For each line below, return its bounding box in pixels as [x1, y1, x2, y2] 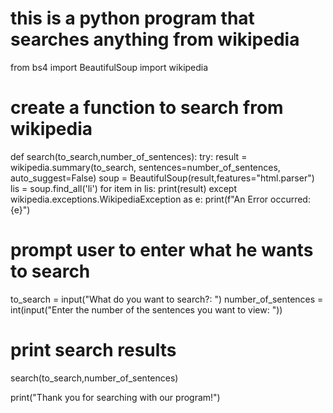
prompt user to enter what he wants [10, 239, 314, 262]
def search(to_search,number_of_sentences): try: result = [10, 150, 248, 162]
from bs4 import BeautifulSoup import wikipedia [10, 61, 209, 73]
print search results [10, 339, 177, 361]
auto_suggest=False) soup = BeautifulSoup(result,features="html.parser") [10, 172, 315, 184]
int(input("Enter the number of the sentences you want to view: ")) [10, 303, 283, 316]
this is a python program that [10, 7, 255, 30]
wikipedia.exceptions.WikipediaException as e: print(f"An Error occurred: [10, 193, 311, 205]
